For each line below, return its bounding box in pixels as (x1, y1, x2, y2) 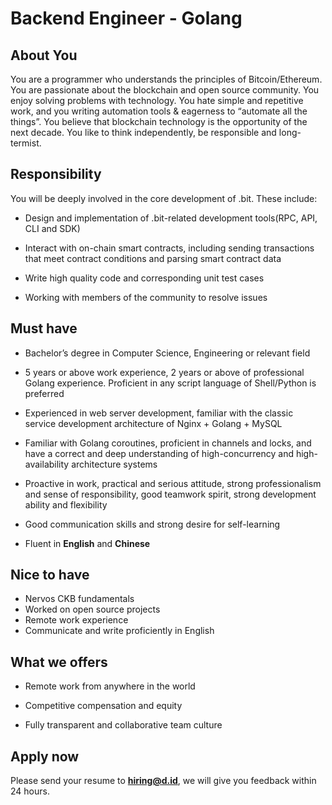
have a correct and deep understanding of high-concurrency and (24, 447, 294, 459)
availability (24, 458, 70, 470)
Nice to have (10, 567, 90, 584)
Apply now (10, 748, 80, 765)
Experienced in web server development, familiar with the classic (24, 407, 294, 419)
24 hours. (10, 785, 50, 797)
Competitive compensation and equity (24, 700, 183, 712)
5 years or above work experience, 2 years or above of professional (24, 366, 305, 378)
